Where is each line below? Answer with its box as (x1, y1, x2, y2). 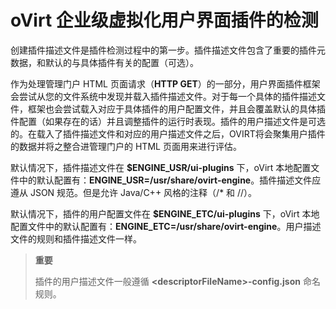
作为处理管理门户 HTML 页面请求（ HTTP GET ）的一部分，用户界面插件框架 (10, 77, 321, 90)
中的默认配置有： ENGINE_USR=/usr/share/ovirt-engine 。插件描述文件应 (18, 174, 322, 186)
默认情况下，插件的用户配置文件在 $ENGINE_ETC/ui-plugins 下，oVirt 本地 (10, 207, 320, 220)
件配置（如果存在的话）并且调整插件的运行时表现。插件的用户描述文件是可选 (10, 115, 326, 127)
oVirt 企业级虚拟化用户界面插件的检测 (10, 9, 319, 32)
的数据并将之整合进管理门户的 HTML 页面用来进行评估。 (10, 140, 242, 152)
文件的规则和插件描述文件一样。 (10, 232, 142, 245)
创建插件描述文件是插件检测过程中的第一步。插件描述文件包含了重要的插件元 (10, 44, 326, 56)
